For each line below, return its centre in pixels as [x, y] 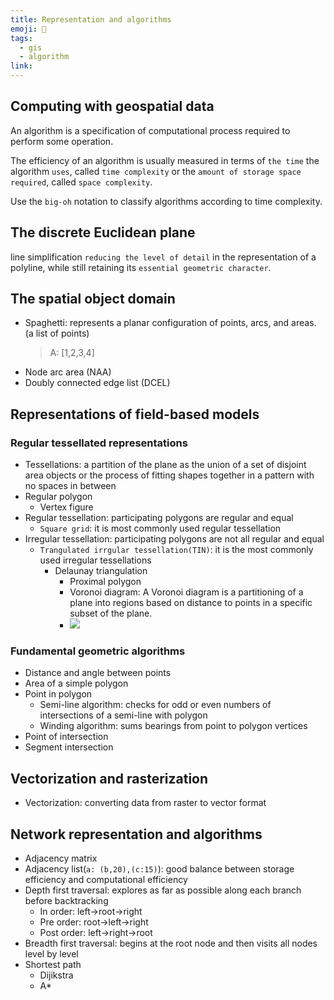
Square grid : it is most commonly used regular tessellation [160, 528]
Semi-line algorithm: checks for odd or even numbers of [155, 705]
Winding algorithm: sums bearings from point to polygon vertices [173, 726]
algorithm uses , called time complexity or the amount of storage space [156, 171]
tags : [21, 38]
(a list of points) [57, 333]
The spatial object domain [93, 299]
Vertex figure [66, 507]
